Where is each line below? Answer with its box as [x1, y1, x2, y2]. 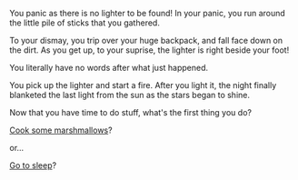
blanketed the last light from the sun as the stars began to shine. [9, 90, 251, 100]
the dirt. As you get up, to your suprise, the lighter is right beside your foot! [9, 45, 290, 55]
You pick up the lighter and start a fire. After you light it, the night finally [9, 80, 277, 90]
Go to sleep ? [9, 160, 57, 171]
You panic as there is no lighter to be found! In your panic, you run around [9, 8, 286, 18]
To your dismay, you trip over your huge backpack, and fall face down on [9, 35, 283, 45]
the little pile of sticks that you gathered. [9, 17, 161, 28]
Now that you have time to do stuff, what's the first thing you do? [9, 107, 253, 117]
